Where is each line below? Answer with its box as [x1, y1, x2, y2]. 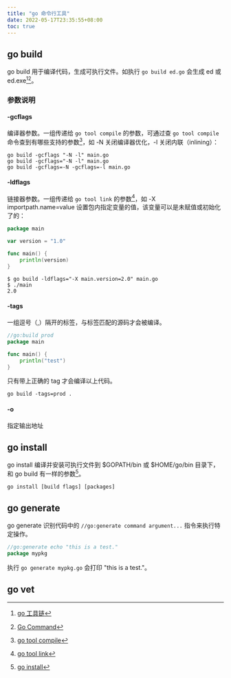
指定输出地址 [7, 421, 43, 430]
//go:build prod [7, 332, 54, 339]
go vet [7, 584, 35, 595]
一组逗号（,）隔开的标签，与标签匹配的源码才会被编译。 [7, 318, 166, 327]
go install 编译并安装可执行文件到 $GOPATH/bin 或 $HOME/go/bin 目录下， [7, 460, 219, 469]
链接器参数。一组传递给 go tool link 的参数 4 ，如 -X [7, 193, 156, 203]
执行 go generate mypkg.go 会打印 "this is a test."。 [7, 563, 151, 571]
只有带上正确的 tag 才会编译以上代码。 [7, 377, 116, 385]
